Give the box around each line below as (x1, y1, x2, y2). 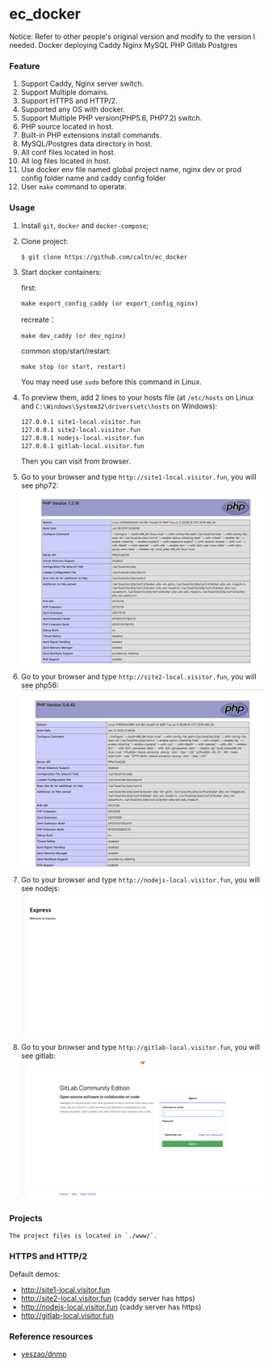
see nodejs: (20, 883, 60, 894)
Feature (9, 60, 40, 71)
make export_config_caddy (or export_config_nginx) (20, 299, 199, 307)
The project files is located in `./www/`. (9, 1232, 158, 1240)
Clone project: (20, 236, 69, 246)
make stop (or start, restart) (20, 362, 127, 370)
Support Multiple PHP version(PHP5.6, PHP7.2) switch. (20, 113, 203, 123)
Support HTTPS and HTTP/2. (20, 96, 118, 106)
